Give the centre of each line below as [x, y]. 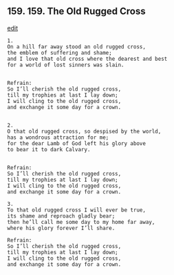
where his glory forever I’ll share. [61, 228]
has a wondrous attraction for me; [58, 137]
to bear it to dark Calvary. [49, 149]
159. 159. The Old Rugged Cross [76, 11]
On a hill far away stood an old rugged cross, [77, 47]
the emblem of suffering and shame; [59, 53]
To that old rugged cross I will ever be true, [77, 210]
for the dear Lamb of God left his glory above [77, 143]
